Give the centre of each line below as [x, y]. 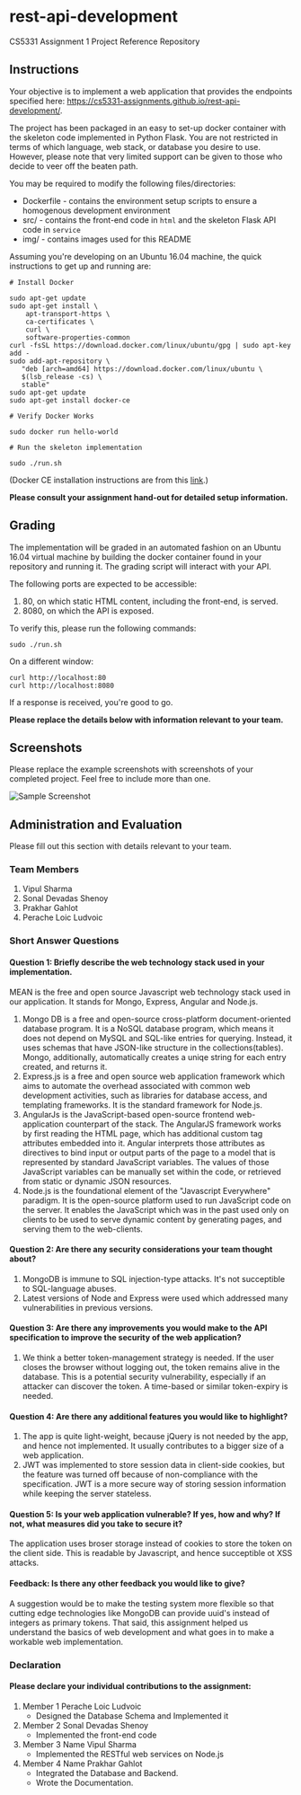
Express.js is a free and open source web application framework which [154, 1076]
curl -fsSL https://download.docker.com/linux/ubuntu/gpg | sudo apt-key [150, 345]
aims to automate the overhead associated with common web [136, 1085]
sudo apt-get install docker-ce [70, 400]
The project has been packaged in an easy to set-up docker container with [147, 128]
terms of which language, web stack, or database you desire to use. [135, 146]
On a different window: [52, 661]
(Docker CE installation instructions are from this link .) [109, 480]
